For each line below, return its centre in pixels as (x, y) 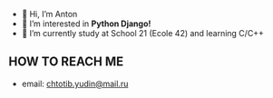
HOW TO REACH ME (66, 62)
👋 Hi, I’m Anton (49, 14)
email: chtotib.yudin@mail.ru (75, 83)
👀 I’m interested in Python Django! (86, 24)
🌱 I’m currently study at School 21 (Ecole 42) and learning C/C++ (143, 33)
